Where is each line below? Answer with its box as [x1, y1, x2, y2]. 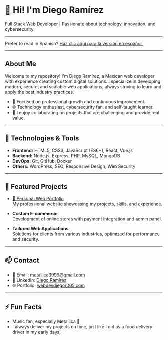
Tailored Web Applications [12, 226, 69, 232]
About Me [5, 60, 36, 68]
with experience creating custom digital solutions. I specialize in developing [5, 78, 161, 84]
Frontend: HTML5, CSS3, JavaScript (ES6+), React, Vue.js [12, 147, 133, 153]
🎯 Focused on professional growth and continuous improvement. [12, 98, 146, 104]
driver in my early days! [12, 329, 61, 335]
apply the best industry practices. [5, 89, 74, 95]
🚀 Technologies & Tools [5, 134, 79, 143]
